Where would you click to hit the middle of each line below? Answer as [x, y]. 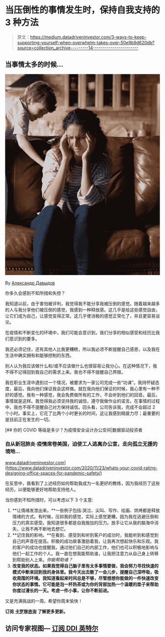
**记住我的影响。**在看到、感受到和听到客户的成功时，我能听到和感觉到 [85, 535]
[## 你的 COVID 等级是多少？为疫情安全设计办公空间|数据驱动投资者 [74, 430]
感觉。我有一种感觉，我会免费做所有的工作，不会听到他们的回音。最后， [87, 395]
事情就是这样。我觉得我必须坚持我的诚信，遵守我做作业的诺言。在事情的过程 [82, 401]
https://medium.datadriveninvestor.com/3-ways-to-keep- [88, 37]
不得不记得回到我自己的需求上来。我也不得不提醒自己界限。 [65, 372]
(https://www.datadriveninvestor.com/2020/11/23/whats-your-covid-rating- [82, 468]
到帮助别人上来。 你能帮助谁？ [42, 560]
